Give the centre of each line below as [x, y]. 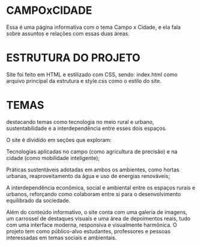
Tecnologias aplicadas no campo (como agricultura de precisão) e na [92, 152]
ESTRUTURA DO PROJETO [73, 58]
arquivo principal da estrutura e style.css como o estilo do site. [84, 81]
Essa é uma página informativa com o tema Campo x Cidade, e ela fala [94, 27]
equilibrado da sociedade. [38, 200]
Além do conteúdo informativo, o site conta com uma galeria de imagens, [97, 212]
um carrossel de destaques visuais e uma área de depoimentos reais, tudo [98, 218]
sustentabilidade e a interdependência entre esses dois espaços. [86, 128]
